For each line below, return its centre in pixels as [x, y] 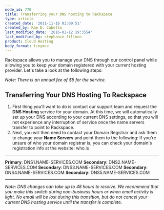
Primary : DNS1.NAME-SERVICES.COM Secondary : [56, 162]
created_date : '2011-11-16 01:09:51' [43, 23]
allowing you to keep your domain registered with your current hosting [76, 65]
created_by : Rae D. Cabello [34, 28]
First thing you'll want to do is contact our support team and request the [84, 107]
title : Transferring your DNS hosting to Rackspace [59, 14]
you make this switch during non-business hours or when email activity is [79, 192]
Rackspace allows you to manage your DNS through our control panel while [81, 60]
